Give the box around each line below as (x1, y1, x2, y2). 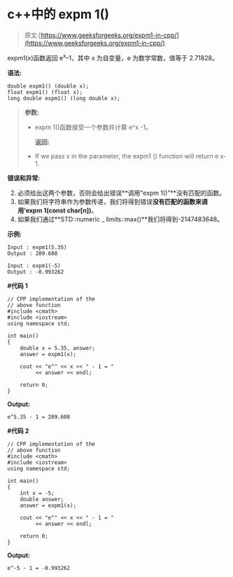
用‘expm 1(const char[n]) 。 (17, 206, 98, 215)
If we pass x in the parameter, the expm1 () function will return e (34, 151, 219, 160)
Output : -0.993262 (7, 268, 64, 276)
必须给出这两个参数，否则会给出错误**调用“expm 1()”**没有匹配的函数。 (17, 189, 226, 197)
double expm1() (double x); (7, 82, 90, 90)
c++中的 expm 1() (7, 6, 110, 22)
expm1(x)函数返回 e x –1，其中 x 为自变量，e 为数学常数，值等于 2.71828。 (7, 52, 218, 62)
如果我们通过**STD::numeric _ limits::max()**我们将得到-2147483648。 (17, 215, 224, 223)
